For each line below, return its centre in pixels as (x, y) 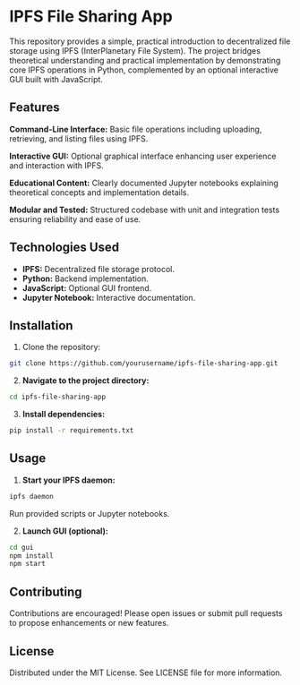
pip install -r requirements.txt (72, 431)
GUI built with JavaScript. (56, 79)
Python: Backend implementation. (86, 278)
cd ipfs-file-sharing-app (57, 397)
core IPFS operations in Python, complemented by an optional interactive (144, 70)
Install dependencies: (64, 415)
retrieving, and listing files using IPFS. (79, 138)
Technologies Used (64, 248)
